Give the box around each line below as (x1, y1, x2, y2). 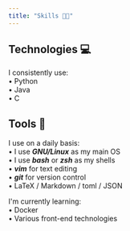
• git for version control (8, 172, 87, 182)
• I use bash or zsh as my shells (8, 155, 116, 165)
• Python (8, 76, 39, 86)
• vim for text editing (8, 164, 78, 174)
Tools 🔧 (8, 117, 47, 130)
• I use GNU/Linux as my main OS (8, 146, 121, 157)
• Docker (8, 205, 39, 215)
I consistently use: (8, 68, 69, 77)
